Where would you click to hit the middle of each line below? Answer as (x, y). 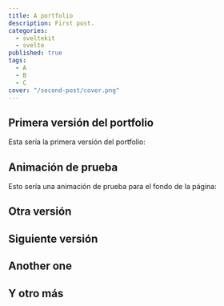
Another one (40, 266)
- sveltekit (36, 38)
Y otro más (36, 293)
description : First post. (51, 23)
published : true (35, 53)
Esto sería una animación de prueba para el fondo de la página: (113, 186)
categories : (28, 30)
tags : (17, 61)
